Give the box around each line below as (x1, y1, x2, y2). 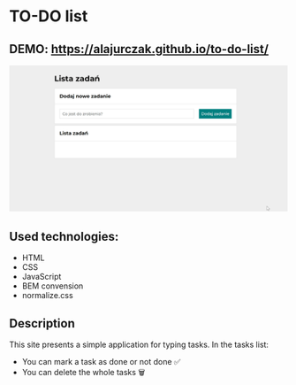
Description (9, 316, 75, 331)
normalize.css (21, 290, 73, 301)
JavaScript (21, 272, 62, 282)
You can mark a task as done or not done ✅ (21, 356, 181, 366)
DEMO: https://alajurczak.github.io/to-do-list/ (9, 42, 269, 57)
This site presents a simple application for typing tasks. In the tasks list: (9, 339, 269, 350)
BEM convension (21, 281, 84, 291)
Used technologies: (9, 228, 119, 244)
